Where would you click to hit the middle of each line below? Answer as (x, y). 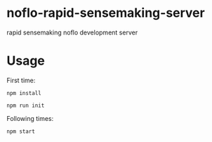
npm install (24, 93)
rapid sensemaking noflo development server (72, 32)
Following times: (30, 118)
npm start (21, 131)
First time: (21, 80)
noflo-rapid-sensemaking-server (106, 13)
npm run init (26, 105)
